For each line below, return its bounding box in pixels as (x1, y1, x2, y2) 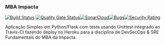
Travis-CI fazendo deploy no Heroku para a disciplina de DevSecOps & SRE (5, 29, 160, 35)
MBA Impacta (5, 3, 39, 10)
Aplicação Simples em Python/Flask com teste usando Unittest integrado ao (5, 24, 161, 30)
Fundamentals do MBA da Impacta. (5, 34, 77, 40)
